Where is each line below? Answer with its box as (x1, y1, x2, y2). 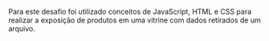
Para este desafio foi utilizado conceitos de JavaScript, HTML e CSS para (8, 7, 252, 16)
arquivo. (8, 24, 36, 33)
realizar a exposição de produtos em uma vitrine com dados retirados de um (8, 15, 261, 25)
